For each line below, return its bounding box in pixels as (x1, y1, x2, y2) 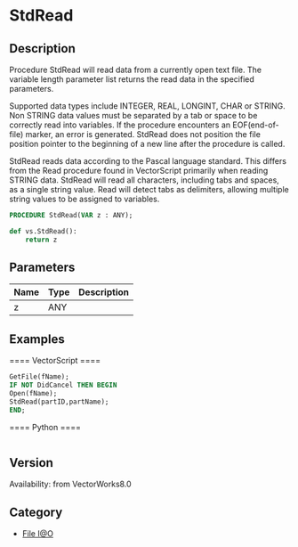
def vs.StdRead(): (9, 226, 77, 236)
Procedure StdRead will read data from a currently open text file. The (9, 64, 262, 75)
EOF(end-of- (232, 119, 279, 130)
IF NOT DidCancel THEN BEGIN (9, 380, 117, 390)
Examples (9, 331, 65, 347)
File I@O (21, 528, 53, 539)
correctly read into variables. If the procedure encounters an (9, 119, 231, 130)
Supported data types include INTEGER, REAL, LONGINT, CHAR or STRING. (9, 101, 286, 111)
